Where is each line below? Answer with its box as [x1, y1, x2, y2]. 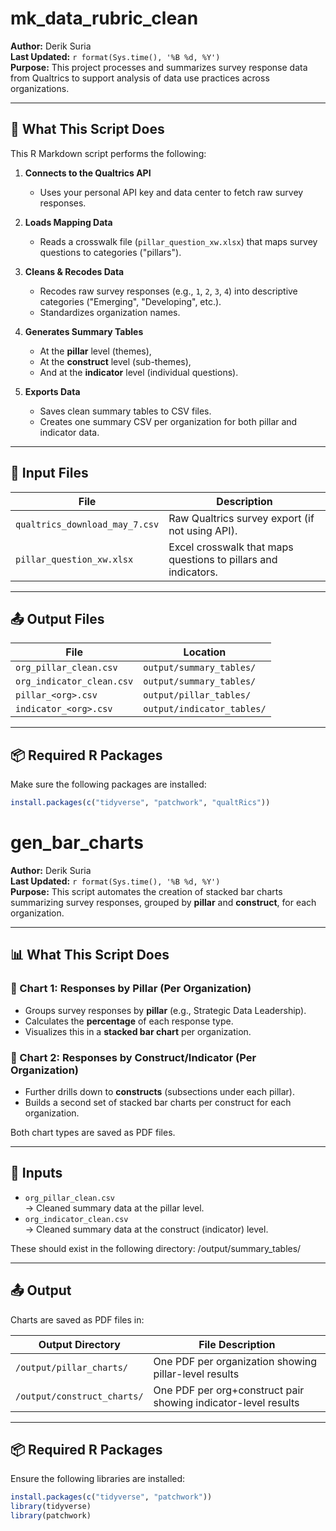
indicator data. [39, 426, 100, 438]
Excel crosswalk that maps [168, 540, 294, 554]
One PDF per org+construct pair [153, 1383, 305, 1397]
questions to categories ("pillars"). [39, 246, 182, 258]
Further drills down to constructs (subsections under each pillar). [24, 1085, 295, 1097]
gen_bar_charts [10, 832, 144, 854]
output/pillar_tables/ [143, 690, 252, 701]
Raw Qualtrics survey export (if [168, 511, 315, 525]
